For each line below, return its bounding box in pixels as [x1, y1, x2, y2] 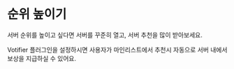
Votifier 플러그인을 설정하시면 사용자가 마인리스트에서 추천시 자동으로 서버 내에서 [7, 45, 228, 54]
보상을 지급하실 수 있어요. [7, 54, 77, 63]
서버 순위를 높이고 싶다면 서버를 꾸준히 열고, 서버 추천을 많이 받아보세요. [7, 31, 203, 39]
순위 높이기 [7, 6, 67, 22]
